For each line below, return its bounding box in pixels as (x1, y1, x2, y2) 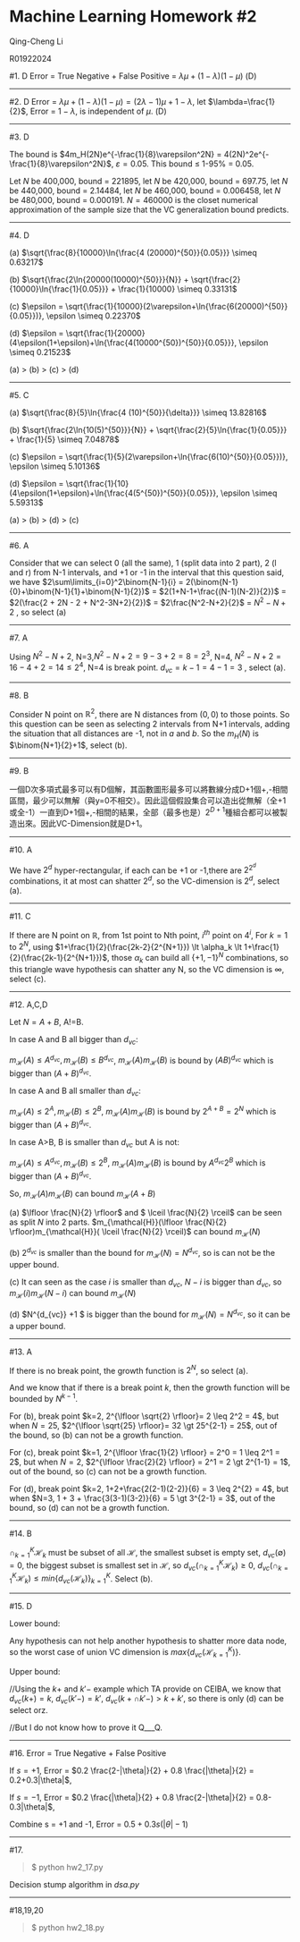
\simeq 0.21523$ (9, 346, 71, 357)
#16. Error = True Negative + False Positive (9, 1747, 167, 1759)
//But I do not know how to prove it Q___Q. (9, 1722, 163, 1733)
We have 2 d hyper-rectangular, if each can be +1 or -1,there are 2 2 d (9, 861, 256, 876)
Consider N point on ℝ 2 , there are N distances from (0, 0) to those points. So (9, 707, 290, 719)
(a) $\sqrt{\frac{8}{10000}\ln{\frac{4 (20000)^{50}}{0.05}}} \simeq (9, 247, 257, 258)
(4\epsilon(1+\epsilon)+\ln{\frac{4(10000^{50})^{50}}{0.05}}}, (9, 337, 237, 348)
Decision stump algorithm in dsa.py (9, 1878, 140, 1889)
